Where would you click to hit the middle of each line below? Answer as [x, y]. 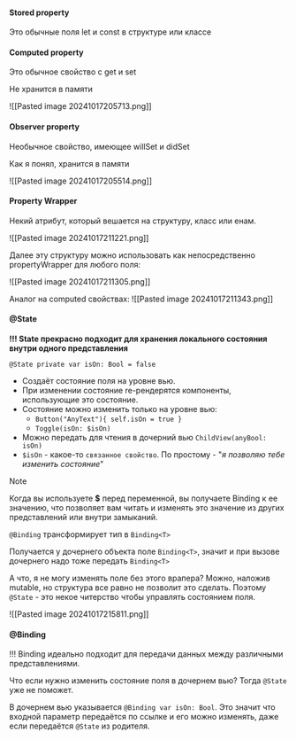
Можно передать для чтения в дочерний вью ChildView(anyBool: [144, 438]
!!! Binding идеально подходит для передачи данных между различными [146, 654]
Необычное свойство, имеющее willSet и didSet [99, 146]
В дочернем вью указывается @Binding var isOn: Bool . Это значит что [142, 707]
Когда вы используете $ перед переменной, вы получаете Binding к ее [144, 499]
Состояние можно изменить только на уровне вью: [120, 409]
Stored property [39, 12]
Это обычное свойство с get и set [73, 72]
